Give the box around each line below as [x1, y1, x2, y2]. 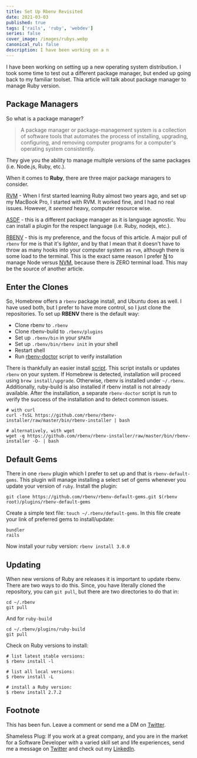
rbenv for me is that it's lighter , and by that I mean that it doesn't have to [6, 240, 181, 247]
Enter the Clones [6, 282, 69, 292]
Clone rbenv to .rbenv [14, 322, 69, 329]
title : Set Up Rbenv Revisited [6, 8, 83, 15]
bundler [6, 527, 25, 533]
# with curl [6, 407, 35, 413]
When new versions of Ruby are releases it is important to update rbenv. [6, 576, 181, 582]
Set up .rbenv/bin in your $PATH [14, 334, 91, 341]
